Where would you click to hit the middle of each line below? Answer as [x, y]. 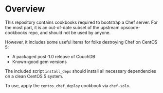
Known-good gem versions [39, 62]
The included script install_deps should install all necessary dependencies [81, 71]
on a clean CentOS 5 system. [34, 76]
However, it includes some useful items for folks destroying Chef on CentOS [81, 42]
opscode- [130, 27]
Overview [25, 9]
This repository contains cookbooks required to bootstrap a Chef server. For [81, 22]
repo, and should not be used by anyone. [70, 32]
